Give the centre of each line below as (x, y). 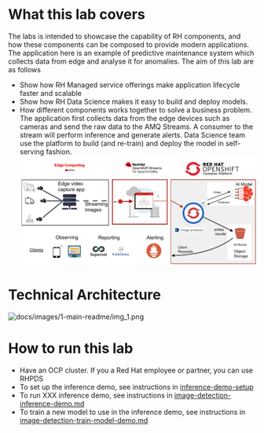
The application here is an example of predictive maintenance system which (131, 53)
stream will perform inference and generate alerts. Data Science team (132, 134)
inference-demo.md (52, 403)
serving (32, 152)
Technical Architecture (84, 295)
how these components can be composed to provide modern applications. (129, 44)
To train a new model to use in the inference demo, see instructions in (132, 412)
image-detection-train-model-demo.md (84, 420)
